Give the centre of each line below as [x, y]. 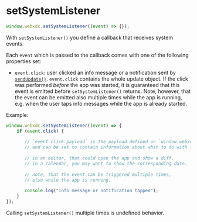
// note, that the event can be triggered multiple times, [98, 174]
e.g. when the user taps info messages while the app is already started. [101, 103]
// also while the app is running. [68, 180]
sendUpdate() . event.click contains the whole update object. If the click [101, 79]
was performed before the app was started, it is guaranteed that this [97, 85]
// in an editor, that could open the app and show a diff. [99, 158]
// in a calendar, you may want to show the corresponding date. [106, 164]
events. [15, 44]
